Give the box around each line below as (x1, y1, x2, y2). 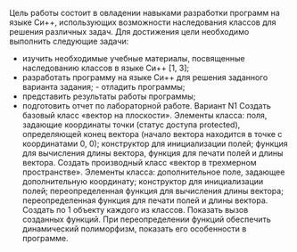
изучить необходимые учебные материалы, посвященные (21, 53, 245, 63)
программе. (21, 233, 69, 243)
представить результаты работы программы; (21, 91, 196, 102)
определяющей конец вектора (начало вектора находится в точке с (21, 129, 283, 139)
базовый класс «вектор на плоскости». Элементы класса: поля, (21, 110, 268, 120)
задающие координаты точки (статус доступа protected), (21, 119, 241, 130)
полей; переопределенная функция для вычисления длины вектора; (21, 186, 284, 196)
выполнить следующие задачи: (9, 36, 129, 46)
